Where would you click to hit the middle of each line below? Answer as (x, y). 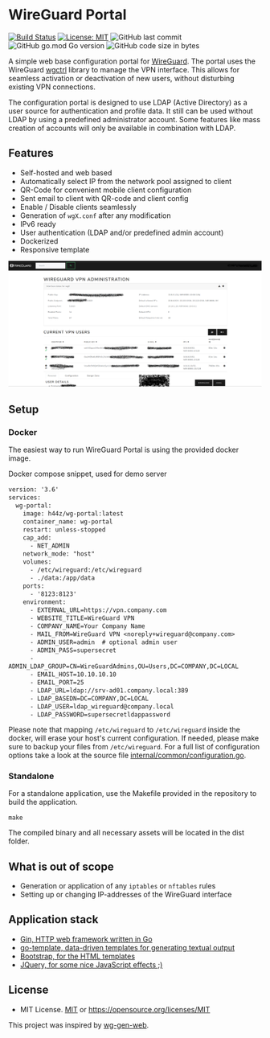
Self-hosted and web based (66, 172)
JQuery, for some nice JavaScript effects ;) (91, 964)
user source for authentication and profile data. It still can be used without (131, 111)
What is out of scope (61, 866)
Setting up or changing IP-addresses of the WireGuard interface (126, 895)
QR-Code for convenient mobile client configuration (106, 190)
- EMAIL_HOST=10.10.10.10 (73, 674)
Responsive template (55, 249)
